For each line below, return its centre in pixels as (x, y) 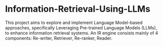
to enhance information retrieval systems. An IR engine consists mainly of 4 (82, 33)
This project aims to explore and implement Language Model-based (74, 23)
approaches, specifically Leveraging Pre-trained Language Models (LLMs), (81, 27)
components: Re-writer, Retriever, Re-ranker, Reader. (59, 38)
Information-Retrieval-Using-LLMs (78, 9)
